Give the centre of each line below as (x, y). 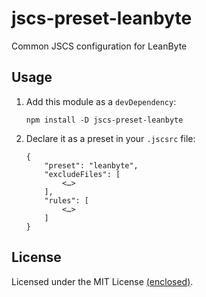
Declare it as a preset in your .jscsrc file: (110, 138)
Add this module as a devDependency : (101, 101)
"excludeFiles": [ (82, 174)
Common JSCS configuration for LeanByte (99, 46)
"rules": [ (67, 200)
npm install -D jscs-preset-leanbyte (104, 120)
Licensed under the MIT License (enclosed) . (102, 281)
